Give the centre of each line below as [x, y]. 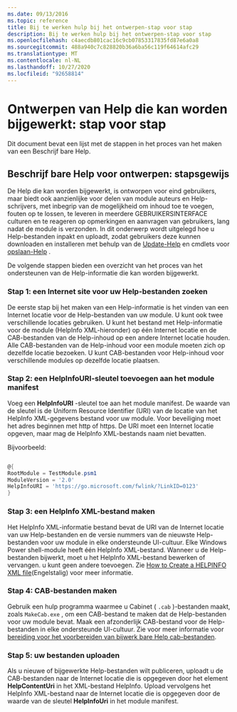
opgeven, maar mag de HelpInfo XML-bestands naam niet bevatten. [107, 433]
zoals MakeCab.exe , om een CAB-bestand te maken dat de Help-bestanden [117, 614]
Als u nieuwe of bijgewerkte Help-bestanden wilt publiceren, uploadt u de [115, 671]
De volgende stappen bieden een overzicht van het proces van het [105, 265]
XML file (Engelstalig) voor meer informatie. [70, 572]
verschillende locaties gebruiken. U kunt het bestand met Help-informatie [115, 322]
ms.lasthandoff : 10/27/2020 [49, 67]
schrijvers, [23, 206]
